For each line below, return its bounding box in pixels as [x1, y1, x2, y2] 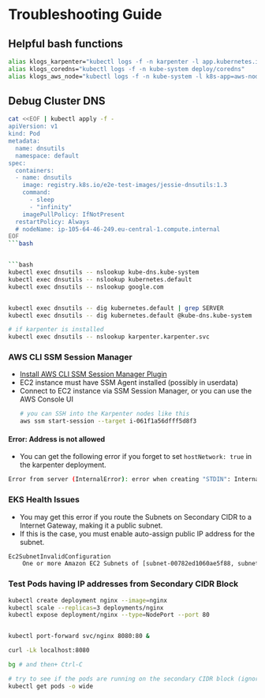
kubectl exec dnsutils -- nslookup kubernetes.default [8, 275, 192, 283]
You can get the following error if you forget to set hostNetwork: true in [19, 452, 252, 461]
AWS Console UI [19, 394, 73, 404]
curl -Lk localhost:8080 [8, 647, 90, 655]
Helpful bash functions [8, 37, 124, 50]
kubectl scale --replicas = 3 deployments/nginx [8, 603, 164, 612]
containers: [15, 166, 55, 174]
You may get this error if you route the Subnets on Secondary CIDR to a [19, 512, 252, 521]
